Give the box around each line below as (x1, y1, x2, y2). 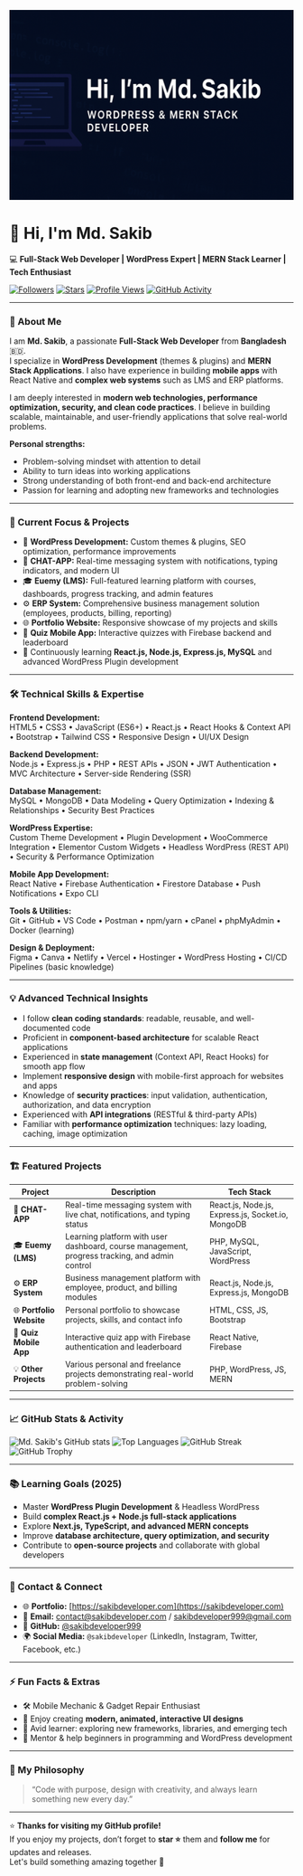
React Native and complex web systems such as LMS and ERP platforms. (9, 374, 284, 385)
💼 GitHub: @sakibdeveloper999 (22, 1621, 142, 1632)
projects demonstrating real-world (65, 1369, 194, 1379)
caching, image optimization (22, 1128, 128, 1139)
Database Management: (9, 785, 102, 796)
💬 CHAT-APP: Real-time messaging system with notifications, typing (22, 555, 278, 566)
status (65, 1218, 88, 1229)
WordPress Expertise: (9, 822, 93, 833)
